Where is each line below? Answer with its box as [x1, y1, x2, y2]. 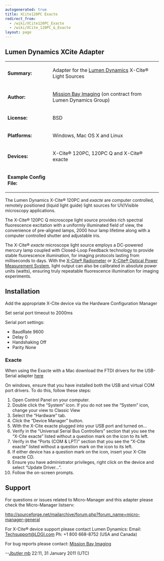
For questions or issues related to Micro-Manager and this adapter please [5, 496, 153, 502]
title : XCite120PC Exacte [5, 12, 58, 17]
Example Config [7, 173, 45, 180]
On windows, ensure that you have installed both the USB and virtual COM [5, 382, 155, 388]
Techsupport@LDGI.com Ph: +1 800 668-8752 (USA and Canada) [5, 531, 138, 537]
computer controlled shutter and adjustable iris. [5, 233, 101, 238]
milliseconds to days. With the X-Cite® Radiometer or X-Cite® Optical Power [5, 258, 158, 263]
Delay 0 [12, 334, 28, 340]
